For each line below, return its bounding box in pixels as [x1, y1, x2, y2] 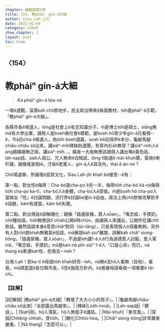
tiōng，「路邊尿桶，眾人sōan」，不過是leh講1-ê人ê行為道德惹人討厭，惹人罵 [5, 236, 157, 242]
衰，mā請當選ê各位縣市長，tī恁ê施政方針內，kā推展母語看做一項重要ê [5, 265, 147, 271]
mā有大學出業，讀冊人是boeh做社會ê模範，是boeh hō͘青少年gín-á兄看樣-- [5, 130, 155, 136]
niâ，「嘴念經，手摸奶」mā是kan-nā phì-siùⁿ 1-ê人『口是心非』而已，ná [5, 242, 150, 248]
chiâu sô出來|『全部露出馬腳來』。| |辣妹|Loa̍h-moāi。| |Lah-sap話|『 [5, 303, 145, 309]
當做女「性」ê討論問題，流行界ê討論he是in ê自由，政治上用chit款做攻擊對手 [5, 195, 160, 201]
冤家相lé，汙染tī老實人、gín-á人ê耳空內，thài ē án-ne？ [26, 161, 139, 167]
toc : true [5, 40, 26, 44]
